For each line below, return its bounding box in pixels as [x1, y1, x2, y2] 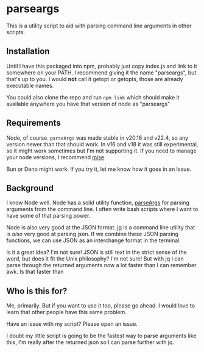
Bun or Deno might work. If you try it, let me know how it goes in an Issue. [6, 165, 192, 173]
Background [6, 182, 54, 193]
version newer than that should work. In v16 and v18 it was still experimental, [6, 140, 199, 148]
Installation [6, 46, 50, 57]
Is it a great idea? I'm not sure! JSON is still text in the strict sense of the [6, 249, 187, 256]
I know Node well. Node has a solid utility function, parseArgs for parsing [6, 199, 190, 206]
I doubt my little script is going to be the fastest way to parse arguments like [6, 332, 197, 340]
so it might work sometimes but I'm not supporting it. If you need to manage [6, 147, 197, 154]
